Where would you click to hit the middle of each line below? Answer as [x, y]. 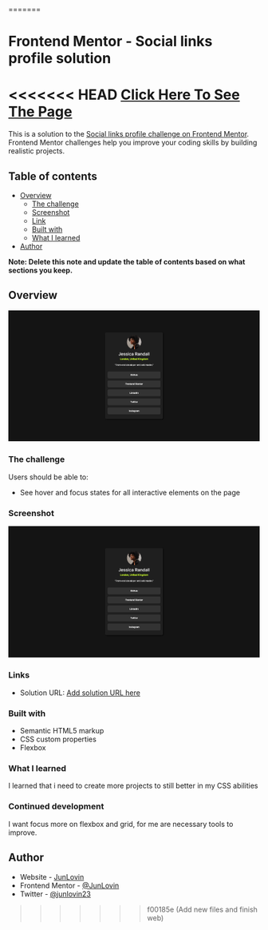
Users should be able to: [49, 477]
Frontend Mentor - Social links [110, 42]
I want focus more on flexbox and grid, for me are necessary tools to [121, 824]
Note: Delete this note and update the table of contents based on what [127, 261]
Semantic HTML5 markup [62, 731]
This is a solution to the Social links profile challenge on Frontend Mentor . [129, 134]
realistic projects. [37, 151]
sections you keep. [41, 270]
